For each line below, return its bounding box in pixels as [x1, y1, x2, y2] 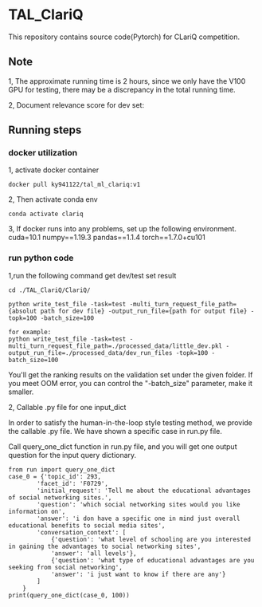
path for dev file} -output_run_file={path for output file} [40, 307, 248, 315]
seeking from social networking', [8, 563, 123, 571]
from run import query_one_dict [8, 465, 115, 474]
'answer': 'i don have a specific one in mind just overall [37, 514, 240, 522]
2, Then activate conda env [8, 195, 98, 204]
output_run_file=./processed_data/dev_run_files [8, 349, 173, 357]
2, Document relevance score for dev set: [8, 100, 145, 109]
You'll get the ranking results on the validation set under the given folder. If [8, 369, 253, 380]
